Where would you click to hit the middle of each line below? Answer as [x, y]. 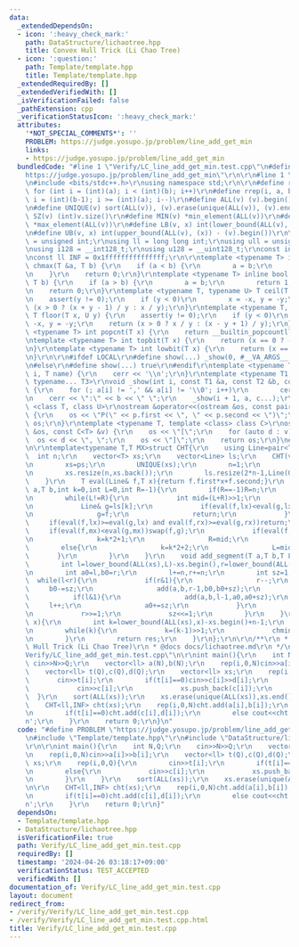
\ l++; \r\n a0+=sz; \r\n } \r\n [141, 606]
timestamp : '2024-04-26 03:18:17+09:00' [93, 862]
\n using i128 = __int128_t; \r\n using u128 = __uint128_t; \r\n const [153, 249]
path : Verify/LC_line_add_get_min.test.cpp [99, 846]
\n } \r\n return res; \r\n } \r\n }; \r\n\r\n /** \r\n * [157, 639]
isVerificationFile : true [65, 837]
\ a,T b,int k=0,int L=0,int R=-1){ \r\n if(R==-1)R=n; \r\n [151, 490]
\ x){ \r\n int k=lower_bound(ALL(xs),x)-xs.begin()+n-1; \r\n [155, 622]
